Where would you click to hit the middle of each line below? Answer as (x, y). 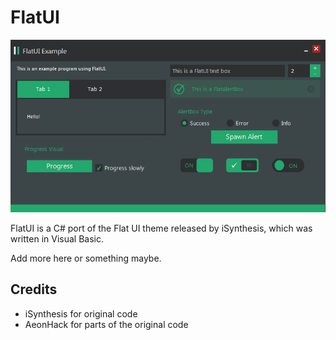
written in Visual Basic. (57, 239)
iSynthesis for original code (81, 313)
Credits (34, 289)
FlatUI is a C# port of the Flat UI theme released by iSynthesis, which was (161, 228)
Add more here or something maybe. (86, 258)
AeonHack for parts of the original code (106, 324)
